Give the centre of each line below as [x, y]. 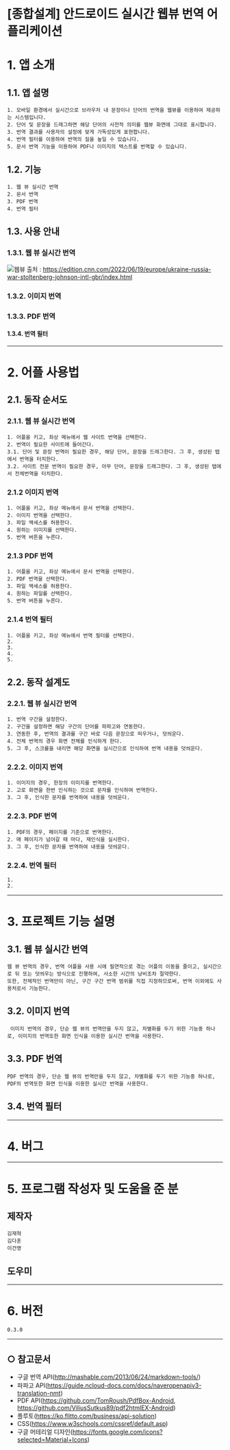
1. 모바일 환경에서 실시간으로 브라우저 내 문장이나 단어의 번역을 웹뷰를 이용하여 [105, 111]
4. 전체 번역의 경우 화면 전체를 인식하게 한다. [65, 741]
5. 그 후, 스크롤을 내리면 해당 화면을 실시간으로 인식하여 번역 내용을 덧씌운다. [105, 749]
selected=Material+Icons [52, 1440]
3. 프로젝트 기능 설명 [61, 922]
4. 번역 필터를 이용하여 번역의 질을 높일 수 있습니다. [73, 139]
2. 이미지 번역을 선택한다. [40, 515]
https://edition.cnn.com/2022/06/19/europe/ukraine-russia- [127, 269]
